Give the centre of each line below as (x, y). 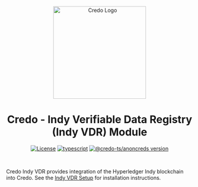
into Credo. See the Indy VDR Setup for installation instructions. (84, 178)
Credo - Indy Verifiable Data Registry (100, 120)
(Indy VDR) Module (100, 132)
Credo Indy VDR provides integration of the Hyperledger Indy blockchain (95, 171)
